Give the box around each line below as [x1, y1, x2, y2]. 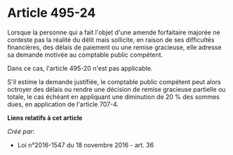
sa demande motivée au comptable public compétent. [7, 50, 164, 59]
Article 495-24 [7, 5, 96, 21]
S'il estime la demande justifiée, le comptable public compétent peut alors [7, 77, 221, 86]
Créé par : [7, 127, 35, 135]
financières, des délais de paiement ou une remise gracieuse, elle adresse [7, 43, 222, 51]
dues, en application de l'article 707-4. [7, 100, 119, 108]
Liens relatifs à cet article [7, 114, 83, 122]
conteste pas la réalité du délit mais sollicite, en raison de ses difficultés [7, 35, 215, 43]
